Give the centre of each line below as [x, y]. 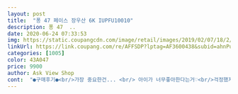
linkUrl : [20, 47]
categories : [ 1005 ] [36, 54]
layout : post [27, 14]
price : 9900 [25, 66]
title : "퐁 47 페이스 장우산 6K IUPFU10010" [70, 20]
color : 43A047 [28, 60]
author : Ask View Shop [41, 73]
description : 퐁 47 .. [42, 27]
